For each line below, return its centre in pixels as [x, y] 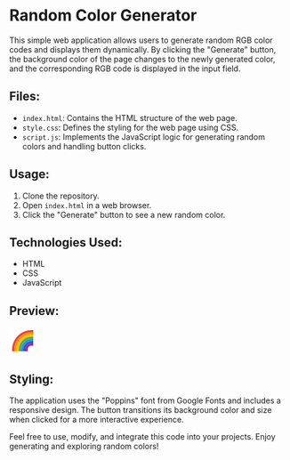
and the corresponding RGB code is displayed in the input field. [125, 69]
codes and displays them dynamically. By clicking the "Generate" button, [143, 49]
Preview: [34, 311]
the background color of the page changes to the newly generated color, [142, 59]
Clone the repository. [60, 196]
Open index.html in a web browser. [87, 205]
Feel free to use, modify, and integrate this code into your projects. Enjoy [142, 436]
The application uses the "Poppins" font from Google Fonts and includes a [145, 400]
